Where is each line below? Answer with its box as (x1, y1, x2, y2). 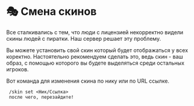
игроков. (6, 65, 29, 72)
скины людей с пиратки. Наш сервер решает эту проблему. (6, 35, 161, 42)
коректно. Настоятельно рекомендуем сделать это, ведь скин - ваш (6, 53, 184, 60)
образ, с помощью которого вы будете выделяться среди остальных (6, 59, 185, 66)
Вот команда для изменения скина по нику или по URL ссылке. (6, 77, 170, 84)
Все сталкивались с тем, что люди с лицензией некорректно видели (6, 28, 184, 36)
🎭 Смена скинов (6, 5, 97, 19)
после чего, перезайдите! (8, 94, 74, 100)
